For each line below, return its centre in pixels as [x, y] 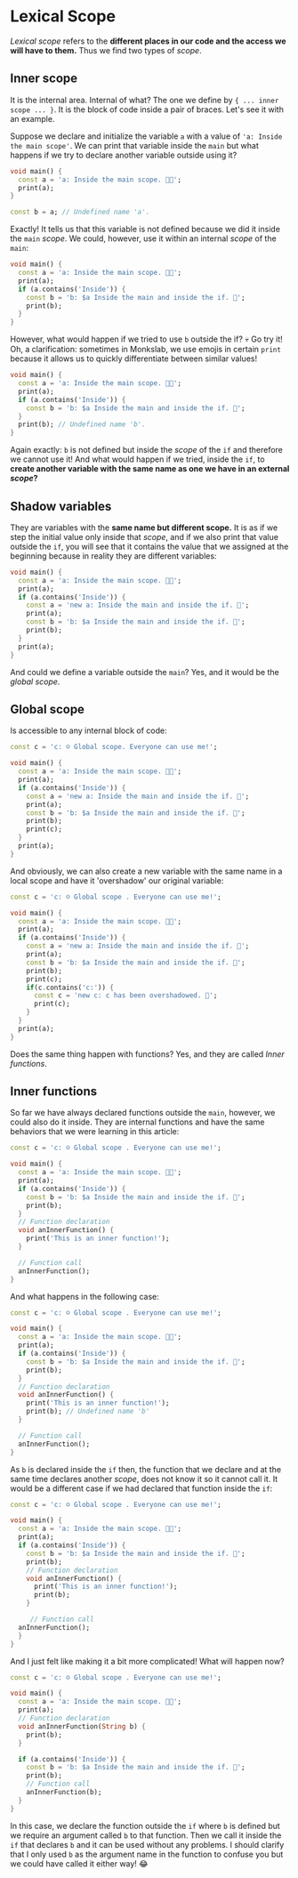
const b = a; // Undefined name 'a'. [80, 212]
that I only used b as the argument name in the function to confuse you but [147, 1854]
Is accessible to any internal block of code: [89, 730]
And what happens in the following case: [85, 1296]
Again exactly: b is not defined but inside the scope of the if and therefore [146, 450]
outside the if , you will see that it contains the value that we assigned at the [149, 546]
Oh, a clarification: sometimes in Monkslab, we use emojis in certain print [145, 350]
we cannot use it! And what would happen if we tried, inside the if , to [137, 459]
